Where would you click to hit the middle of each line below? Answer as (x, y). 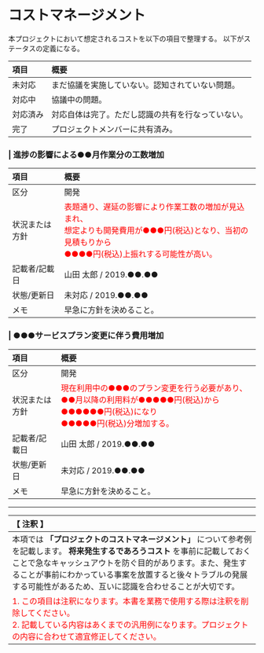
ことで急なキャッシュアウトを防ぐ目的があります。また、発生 (126, 563)
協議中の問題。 (79, 100)
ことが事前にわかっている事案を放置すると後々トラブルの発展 (134, 574)
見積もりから (88, 242)
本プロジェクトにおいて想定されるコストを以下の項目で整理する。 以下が (126, 39)
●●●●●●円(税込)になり (109, 411)
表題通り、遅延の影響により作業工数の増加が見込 (154, 207)
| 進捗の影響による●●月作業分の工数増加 (86, 155)
